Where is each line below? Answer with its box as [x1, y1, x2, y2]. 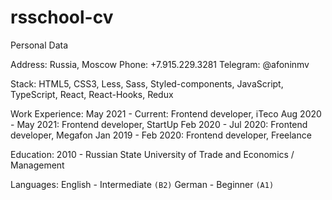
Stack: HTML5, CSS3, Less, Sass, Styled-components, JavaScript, [10, 77, 284, 90]
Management [10, 159, 65, 171]
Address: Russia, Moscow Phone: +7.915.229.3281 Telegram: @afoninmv [10, 58, 310, 70]
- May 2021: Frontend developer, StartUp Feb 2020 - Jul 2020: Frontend [10, 118, 308, 130]
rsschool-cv [10, 6, 114, 29]
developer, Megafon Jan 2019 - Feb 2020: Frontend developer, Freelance [10, 129, 312, 141]
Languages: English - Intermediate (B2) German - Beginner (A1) [10, 178, 275, 190]
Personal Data [10, 39, 69, 51]
